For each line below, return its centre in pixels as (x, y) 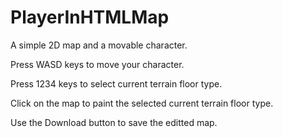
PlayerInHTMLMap (90, 17)
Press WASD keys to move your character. (97, 64)
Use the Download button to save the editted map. (114, 122)
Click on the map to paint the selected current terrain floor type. (142, 103)
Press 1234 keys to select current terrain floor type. (116, 83)
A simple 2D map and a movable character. (99, 45)
